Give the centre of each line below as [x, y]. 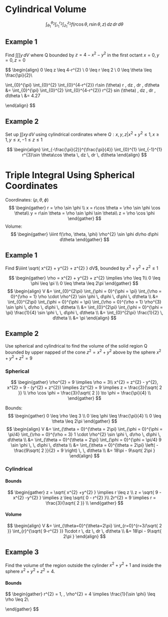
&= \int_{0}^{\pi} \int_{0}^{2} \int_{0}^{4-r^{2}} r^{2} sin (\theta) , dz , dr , [80, 90]
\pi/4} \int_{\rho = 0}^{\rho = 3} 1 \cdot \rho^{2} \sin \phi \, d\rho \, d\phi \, [85, 435]
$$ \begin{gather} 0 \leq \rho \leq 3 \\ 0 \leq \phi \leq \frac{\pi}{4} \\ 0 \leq [85, 416]
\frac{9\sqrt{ [27, 451]
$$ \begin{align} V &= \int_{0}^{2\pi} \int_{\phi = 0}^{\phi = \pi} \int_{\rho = [85, 291]
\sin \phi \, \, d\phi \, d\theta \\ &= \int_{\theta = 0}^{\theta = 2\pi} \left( [83, 445]
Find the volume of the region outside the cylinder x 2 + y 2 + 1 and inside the [83, 565]
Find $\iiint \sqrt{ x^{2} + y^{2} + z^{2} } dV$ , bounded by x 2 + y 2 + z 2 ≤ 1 [82, 268]
